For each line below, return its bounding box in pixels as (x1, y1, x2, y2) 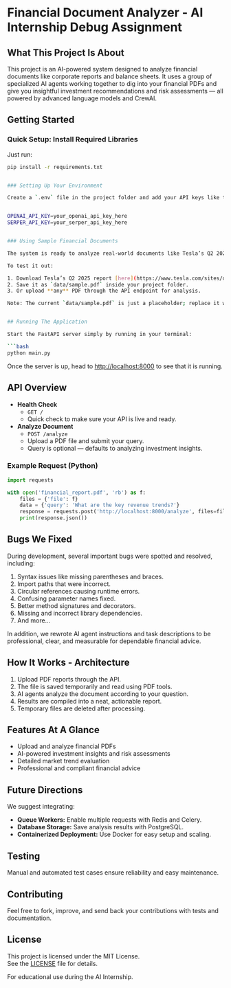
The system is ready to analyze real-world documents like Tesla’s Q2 (7, 249, 214, 257)
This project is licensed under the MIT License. (7, 952, 140, 960)
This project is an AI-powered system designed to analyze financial (7, 65, 198, 73)
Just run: (7, 150, 33, 159)
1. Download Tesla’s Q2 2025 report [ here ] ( (7, 275, 137, 282)
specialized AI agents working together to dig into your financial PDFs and (7, 80, 217, 87)
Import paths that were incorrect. (16, 579, 111, 588)
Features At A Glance (7, 724, 100, 736)
